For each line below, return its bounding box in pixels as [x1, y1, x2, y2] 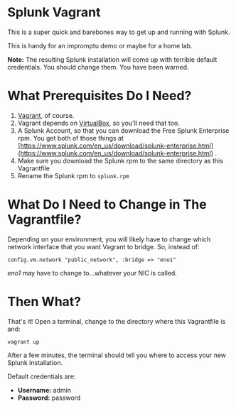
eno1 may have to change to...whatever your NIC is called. [7, 268, 178, 277]
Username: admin [17, 386, 71, 394]
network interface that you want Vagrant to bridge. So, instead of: [7, 242, 200, 251]
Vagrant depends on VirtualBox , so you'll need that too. [17, 119, 180, 127]
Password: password [17, 393, 81, 402]
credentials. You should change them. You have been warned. [7, 62, 190, 71]
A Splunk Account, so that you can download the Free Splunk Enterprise [17, 126, 230, 135]
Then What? [7, 294, 82, 310]
